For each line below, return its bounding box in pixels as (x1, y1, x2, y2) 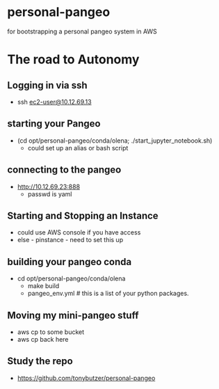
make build (27, 282, 60, 290)
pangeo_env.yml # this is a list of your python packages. (27, 289, 189, 298)
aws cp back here (17, 335, 69, 343)
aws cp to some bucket (17, 328, 85, 336)
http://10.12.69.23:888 (17, 182, 81, 191)
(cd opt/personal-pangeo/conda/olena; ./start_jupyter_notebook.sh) (17, 136, 213, 145)
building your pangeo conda (7, 255, 132, 268)
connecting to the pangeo (7, 164, 122, 176)
